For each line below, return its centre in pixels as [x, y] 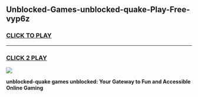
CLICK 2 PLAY [27, 58]
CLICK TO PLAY [29, 36]
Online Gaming [25, 88]
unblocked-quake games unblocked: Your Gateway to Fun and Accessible [98, 81]
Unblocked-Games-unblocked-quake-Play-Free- [98, 10]
